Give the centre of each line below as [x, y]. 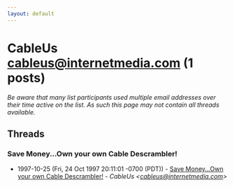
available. [22, 112]
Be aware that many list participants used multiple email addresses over [112, 97]
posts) [26, 78]
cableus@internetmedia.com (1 [100, 63]
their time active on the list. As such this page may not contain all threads [114, 105]
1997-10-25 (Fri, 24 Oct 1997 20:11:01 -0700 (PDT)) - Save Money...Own [120, 169]
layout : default [31, 14]
